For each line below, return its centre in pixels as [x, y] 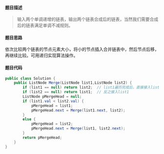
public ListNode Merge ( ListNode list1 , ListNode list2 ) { [73, 83]
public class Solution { [30, 78]
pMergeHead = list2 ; [52, 124]
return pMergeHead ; [42, 137]
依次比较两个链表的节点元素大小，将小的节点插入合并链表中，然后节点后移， [82, 50]
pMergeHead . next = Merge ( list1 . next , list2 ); [78, 110]
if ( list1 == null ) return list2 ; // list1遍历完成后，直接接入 [87, 88]
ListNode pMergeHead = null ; [52, 97]
